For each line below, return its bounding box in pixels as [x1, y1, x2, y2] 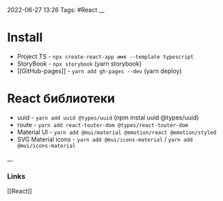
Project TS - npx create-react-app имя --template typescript [16, 52, 194, 60]
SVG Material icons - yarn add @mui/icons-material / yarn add [16, 135, 193, 143]
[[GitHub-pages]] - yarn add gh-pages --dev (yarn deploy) [16, 66, 183, 75]
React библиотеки [7, 91, 115, 107]
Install [7, 30, 43, 45]
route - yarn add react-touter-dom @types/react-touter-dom [16, 120, 189, 129]
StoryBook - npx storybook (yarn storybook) [16, 59, 142, 68]
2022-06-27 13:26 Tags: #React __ [7, 6, 105, 14]
